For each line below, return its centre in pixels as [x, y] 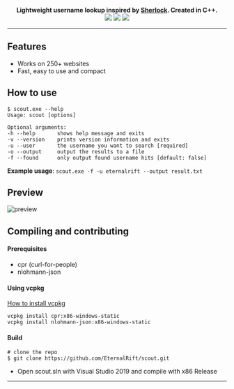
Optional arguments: [37, 127]
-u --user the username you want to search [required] [98, 146]
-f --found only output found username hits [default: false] [107, 158]
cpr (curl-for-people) [47, 265]
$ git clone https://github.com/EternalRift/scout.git [88, 358]
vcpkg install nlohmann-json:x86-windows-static [79, 322]
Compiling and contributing [68, 231]
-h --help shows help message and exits [76, 133]
